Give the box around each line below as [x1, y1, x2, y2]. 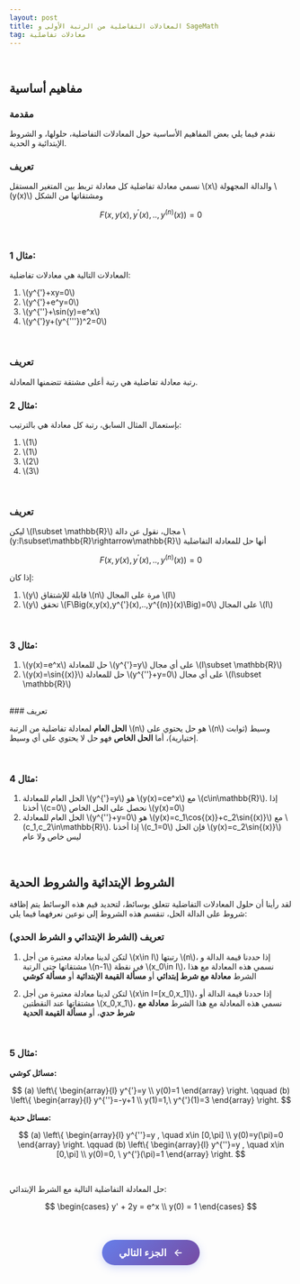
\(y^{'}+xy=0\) [22, 287, 75, 298]
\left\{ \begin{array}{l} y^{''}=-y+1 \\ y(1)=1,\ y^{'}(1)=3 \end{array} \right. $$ [10, 1094, 292, 1105]
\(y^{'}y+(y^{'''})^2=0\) [22, 316, 108, 327]
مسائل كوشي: [9, 1067, 57, 1078]
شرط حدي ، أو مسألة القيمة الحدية [22, 1006, 136, 1018]
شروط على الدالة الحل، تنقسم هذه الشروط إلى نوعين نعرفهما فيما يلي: [9, 908, 248, 919]
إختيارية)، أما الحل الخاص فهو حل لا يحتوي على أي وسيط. [9, 733, 199, 743]
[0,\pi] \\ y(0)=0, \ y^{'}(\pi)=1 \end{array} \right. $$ [56, 1148, 246, 1159]
